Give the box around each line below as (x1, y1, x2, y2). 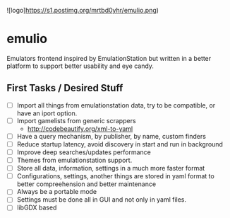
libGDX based (16, 203, 57, 212)
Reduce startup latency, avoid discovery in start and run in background (16, 139, 224, 148)
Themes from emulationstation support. (16, 156, 133, 165)
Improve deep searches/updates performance (16, 148, 151, 156)
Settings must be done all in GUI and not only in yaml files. (16, 195, 187, 204)
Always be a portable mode (16, 188, 97, 196)
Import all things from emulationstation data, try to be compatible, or (16, 101, 216, 109)
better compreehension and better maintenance (16, 180, 157, 188)
